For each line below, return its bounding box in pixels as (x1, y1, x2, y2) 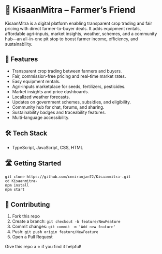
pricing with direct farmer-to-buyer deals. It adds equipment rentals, (5, 25, 141, 31)
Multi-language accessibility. (12, 114, 70, 120)
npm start (5, 187, 25, 192)
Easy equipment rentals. (12, 78, 60, 84)
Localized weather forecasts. (12, 94, 70, 100)
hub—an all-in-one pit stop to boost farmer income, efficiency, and (5, 36, 138, 42)
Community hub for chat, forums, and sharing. (12, 104, 104, 110)
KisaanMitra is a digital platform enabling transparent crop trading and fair (5, 20, 152, 26)
